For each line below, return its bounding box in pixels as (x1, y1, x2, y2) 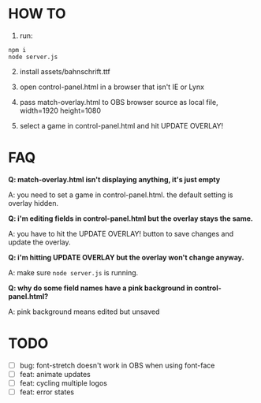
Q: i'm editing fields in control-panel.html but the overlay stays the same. (8, 214, 254, 223)
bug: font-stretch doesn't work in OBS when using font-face (19, 360, 215, 370)
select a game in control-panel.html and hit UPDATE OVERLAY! (19, 121, 224, 130)
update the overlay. (8, 237, 71, 247)
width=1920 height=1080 (19, 106, 101, 115)
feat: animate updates (19, 369, 91, 379)
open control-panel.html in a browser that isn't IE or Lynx (19, 82, 205, 91)
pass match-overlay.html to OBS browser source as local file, (19, 97, 218, 106)
